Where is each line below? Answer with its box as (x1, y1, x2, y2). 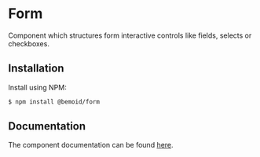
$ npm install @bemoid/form (8, 97, 101, 106)
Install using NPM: (8, 82, 67, 92)
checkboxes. (8, 38, 49, 48)
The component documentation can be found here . (8, 141, 174, 150)
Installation (8, 62, 64, 75)
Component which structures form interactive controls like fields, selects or (8, 31, 252, 40)
